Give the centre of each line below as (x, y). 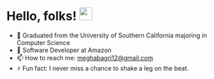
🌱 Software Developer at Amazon (64, 50)
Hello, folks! (42, 16)
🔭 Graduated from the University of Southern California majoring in (112, 35)
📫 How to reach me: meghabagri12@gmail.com (85, 58)
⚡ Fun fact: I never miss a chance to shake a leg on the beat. (102, 68)
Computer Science (43, 42)
